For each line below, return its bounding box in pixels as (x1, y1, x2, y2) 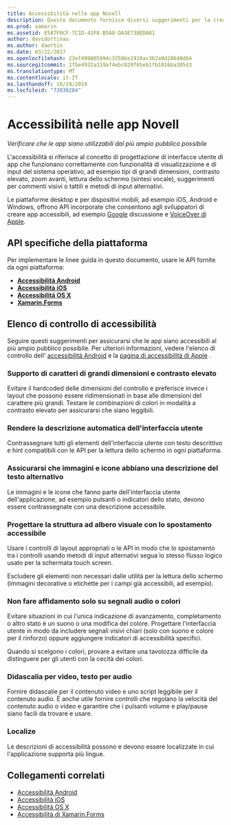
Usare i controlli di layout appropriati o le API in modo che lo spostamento (7, 544, 215, 552)
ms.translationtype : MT (7, 68, 76, 74)
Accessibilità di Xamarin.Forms (16, 810, 104, 818)
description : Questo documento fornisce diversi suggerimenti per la (7, 17, 211, 23)
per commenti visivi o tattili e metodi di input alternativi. (7, 182, 164, 190)
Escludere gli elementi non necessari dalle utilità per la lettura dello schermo (7, 571, 223, 580)
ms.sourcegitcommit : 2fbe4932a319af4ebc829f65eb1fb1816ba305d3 (7, 61, 192, 68)
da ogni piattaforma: (7, 263, 65, 271)
